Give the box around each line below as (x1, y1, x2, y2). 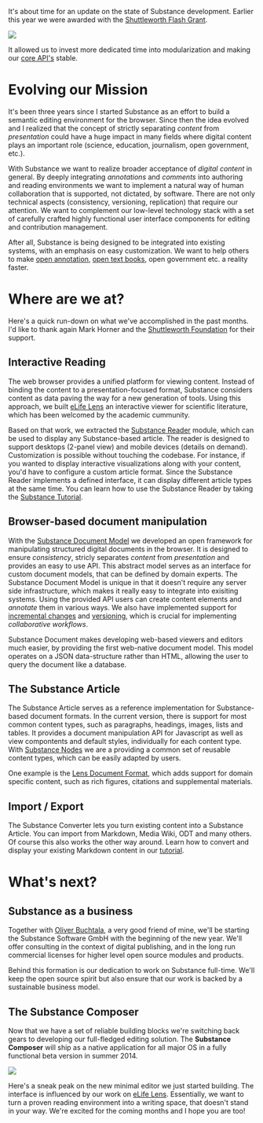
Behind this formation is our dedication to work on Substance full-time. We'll (8, 966, 255, 975)
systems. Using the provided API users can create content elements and (8, 594, 242, 604)
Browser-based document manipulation (8, 515, 207, 528)
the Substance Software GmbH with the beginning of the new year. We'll (8, 933, 243, 943)
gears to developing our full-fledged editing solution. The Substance (8, 1034, 232, 1044)
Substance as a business (8, 904, 133, 918)
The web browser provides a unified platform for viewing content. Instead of (8, 377, 255, 386)
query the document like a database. (8, 660, 127, 669)
